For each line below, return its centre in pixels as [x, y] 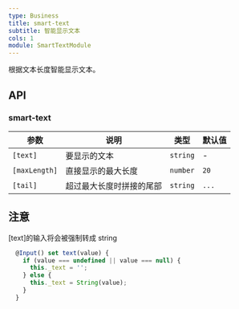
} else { [37, 275]
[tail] [25, 185]
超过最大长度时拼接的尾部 [114, 185]
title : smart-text [39, 23]
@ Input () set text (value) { [63, 253]
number [182, 170]
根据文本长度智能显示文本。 [54, 70]
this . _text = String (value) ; [78, 283]
